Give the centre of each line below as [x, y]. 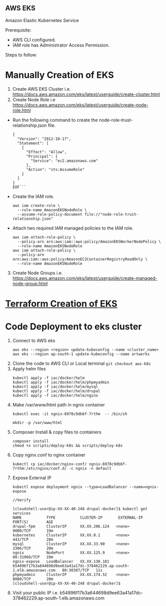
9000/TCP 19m [33, 531]
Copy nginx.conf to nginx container [49, 455]
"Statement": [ [33, 143]
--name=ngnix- [144, 487]
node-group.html [30, 283]
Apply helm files [29, 368]
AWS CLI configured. [34, 40]
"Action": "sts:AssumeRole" [55, 169]
